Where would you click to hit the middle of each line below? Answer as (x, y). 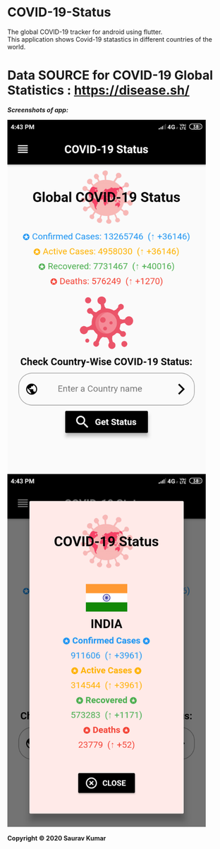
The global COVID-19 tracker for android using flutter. (85, 32)
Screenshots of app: (38, 109)
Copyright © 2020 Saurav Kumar (57, 838)
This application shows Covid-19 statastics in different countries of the (110, 39)
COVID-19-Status (59, 12)
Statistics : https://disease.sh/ (99, 91)
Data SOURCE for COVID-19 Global (110, 76)
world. (17, 47)
